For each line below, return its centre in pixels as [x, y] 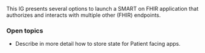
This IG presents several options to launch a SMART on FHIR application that [103, 9]
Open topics [25, 31]
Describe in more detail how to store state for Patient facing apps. [98, 44]
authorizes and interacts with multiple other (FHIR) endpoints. [84, 15]
